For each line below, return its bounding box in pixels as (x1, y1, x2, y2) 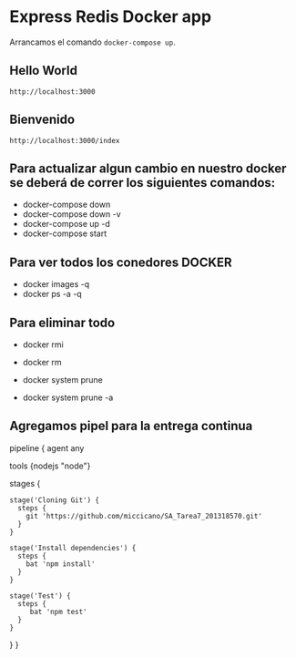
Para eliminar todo (9, 314, 116, 330)
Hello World (9, 63, 77, 78)
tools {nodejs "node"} (9, 460, 91, 471)
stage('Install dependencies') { (9, 543, 137, 552)
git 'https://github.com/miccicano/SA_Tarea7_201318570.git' (26, 511, 262, 520)
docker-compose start (22, 228, 107, 239)
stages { (9, 478, 41, 488)
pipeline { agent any (9, 442, 85, 453)
